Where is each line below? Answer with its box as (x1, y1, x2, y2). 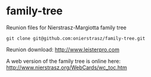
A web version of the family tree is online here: (6, 57, 121, 64)
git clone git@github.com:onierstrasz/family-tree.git (6, 35, 146, 41)
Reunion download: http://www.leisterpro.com (6, 46, 119, 53)
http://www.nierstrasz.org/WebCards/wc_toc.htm (6, 64, 127, 71)
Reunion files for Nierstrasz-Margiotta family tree (6, 24, 127, 31)
